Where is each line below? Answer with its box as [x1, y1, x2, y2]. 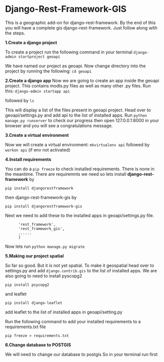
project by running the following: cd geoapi [5, 68, 92, 74]
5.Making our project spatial [5, 253, 64, 259]
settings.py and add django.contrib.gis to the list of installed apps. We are [5, 267, 157, 273]
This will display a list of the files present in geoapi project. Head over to [5, 107, 151, 113]
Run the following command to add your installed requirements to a [5, 318, 141, 324]
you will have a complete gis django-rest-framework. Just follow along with [5, 25, 158, 30]
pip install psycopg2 [5, 282, 50, 287]
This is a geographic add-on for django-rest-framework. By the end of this [5, 20, 156, 26]
